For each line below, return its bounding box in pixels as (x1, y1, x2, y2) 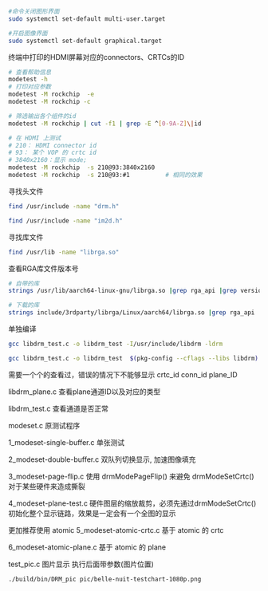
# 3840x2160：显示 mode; (8, 156, 88, 164)
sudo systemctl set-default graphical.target (8, 37, 162, 45)
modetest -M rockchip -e (8, 90, 94, 99)
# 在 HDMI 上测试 (8, 134, 61, 142)
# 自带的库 (8, 279, 40, 287)
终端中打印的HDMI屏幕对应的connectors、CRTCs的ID (8, 52, 185, 61)
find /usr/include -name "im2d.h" (8, 216, 124, 225)
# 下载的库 (8, 301, 40, 309)
